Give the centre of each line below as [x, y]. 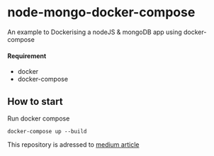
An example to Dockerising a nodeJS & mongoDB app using [95, 32]
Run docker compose [39, 118]
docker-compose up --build [47, 131]
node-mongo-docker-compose [101, 12]
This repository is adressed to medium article [73, 144]
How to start [35, 101]
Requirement [27, 56]
